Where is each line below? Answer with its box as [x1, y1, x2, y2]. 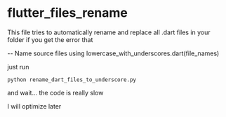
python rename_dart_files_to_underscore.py [7, 76, 137, 83]
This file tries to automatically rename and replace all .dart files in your [7, 28, 211, 36]
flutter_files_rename [7, 5, 128, 21]
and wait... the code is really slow [7, 88, 104, 97]
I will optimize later [7, 102, 62, 110]
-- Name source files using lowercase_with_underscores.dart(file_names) [7, 49, 220, 57]
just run [7, 62, 29, 71]
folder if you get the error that [7, 35, 93, 43]
